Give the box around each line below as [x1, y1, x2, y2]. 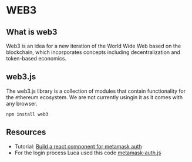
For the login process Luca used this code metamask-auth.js [14, 149, 161, 156]
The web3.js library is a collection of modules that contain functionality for [6, 87, 186, 95]
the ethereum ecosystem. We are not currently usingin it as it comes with [6, 93, 183, 100]
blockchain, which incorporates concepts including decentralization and [6, 49, 181, 56]
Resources [6, 127, 46, 137]
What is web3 [6, 27, 58, 37]
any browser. [6, 100, 38, 107]
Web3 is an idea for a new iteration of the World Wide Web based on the [6, 42, 181, 49]
